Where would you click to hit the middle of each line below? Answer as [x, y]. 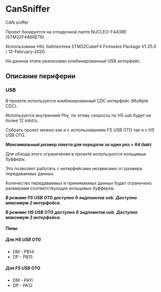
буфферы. [16, 159]
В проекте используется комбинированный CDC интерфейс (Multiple [77, 101]
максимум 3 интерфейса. [33, 217]
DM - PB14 [23, 252]
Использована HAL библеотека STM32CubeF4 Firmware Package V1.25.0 [81, 46]
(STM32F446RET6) [25, 37]
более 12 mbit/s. [22, 120]
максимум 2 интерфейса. [33, 203]
